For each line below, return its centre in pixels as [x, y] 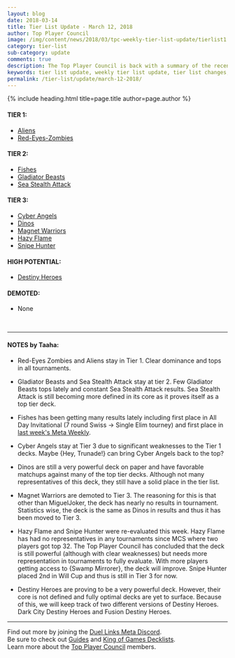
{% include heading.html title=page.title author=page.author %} [99, 99]
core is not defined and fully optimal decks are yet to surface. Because [119, 596]
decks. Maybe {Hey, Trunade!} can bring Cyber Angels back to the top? [120, 453]
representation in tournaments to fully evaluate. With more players [113, 561]
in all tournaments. [44, 367]
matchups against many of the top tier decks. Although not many [111, 474]
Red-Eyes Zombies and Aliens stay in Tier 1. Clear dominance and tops [119, 360]
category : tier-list [37, 46]
